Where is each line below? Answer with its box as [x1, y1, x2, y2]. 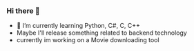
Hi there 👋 [6, 6, 41, 16]
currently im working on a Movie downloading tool [16, 36, 159, 44]
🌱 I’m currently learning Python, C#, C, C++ [16, 22, 141, 30]
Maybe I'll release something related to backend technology [16, 29, 187, 37]
